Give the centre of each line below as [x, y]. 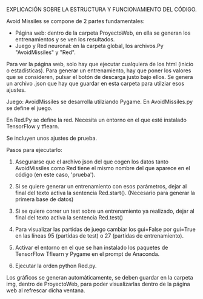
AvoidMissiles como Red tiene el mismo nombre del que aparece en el [102, 168]
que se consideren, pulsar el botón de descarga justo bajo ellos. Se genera [100, 77]
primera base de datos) [44, 199]
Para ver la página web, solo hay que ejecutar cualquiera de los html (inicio [100, 64]
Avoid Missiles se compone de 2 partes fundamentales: [75, 21]
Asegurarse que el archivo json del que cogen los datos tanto [92, 162]
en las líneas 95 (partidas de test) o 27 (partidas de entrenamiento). [99, 236]
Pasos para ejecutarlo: [34, 150]
